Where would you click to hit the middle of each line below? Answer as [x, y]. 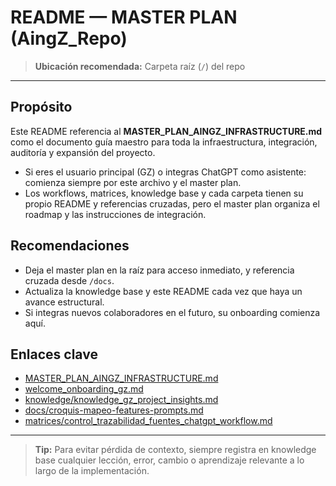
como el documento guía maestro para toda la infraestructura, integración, [164, 142]
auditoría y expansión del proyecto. [83, 152]
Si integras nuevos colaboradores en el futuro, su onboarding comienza [172, 312]
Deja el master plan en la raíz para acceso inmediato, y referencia [159, 270]
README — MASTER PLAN [124, 17]
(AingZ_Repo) [69, 38]
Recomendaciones [70, 246]
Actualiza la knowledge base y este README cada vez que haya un [163, 291]
